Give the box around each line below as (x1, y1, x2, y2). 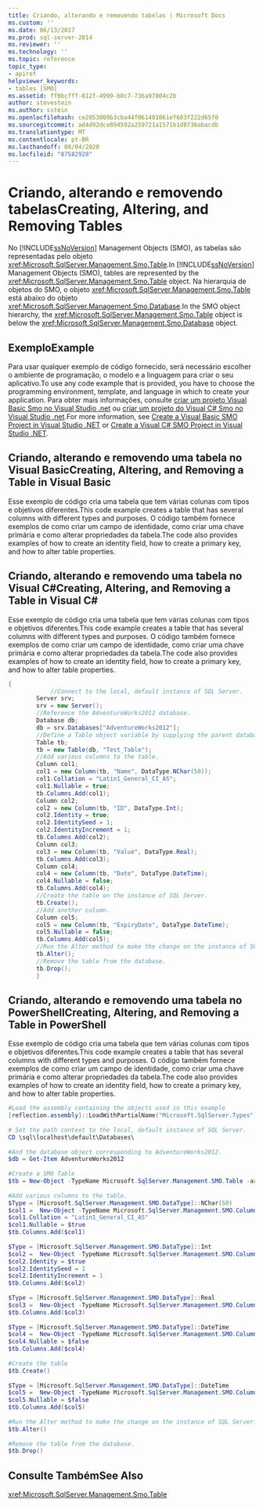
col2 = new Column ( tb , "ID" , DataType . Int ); (36, 804, 184, 812)
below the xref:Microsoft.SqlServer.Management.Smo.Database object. (8, 319, 239, 328)
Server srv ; (36, 695, 76, 702)
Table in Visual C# (8, 594, 99, 608)
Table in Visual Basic (8, 476, 111, 489)
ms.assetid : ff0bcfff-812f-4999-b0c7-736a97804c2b (8, 92, 177, 100)
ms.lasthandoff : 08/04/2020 (8, 143, 100, 151)
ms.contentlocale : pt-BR (8, 135, 89, 144)
